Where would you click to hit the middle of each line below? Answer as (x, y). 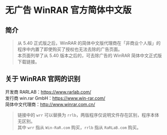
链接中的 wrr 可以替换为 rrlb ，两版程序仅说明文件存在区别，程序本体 (88, 115)
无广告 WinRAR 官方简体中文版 (69, 10)
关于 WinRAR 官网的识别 (43, 79)
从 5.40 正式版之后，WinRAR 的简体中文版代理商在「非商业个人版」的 (89, 43)
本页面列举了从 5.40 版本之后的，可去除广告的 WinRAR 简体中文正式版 (89, 56)
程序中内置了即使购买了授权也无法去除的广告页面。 (70, 49)
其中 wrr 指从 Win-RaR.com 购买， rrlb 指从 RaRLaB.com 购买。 (79, 127)
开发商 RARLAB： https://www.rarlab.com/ (48, 92)
